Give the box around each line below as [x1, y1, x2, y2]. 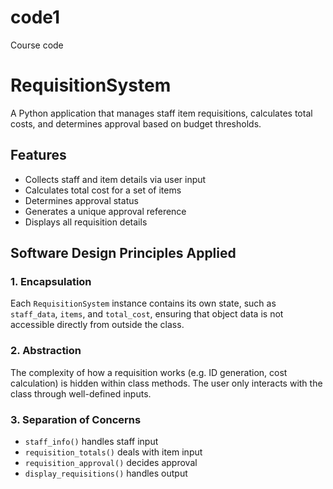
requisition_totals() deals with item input [24, 446, 203, 458]
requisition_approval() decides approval [24, 456, 198, 468]
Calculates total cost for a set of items [24, 184, 182, 196]
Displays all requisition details [24, 216, 148, 228]
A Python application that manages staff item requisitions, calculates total [10, 107, 313, 119]
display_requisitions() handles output [24, 467, 188, 479]
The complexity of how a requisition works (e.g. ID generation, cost [10, 366, 288, 378]
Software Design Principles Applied [10, 245, 237, 262]
